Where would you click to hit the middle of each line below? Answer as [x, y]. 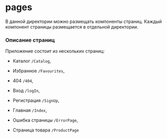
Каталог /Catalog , [32, 61]
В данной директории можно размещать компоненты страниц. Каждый [83, 21]
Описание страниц [30, 40]
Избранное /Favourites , [38, 71]
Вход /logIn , [26, 91]
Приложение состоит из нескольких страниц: [55, 51]
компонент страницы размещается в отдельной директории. [72, 26]
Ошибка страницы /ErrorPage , [45, 120]
